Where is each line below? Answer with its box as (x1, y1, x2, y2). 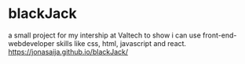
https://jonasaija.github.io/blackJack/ (8, 47, 129, 56)
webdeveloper (8, 38, 55, 48)
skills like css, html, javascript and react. (56, 38, 187, 48)
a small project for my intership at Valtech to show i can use (8, 30, 202, 40)
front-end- (203, 30, 237, 40)
